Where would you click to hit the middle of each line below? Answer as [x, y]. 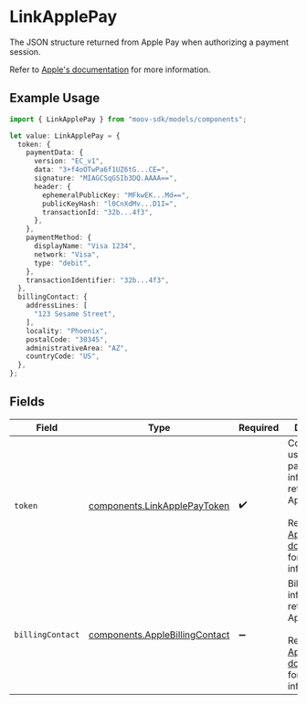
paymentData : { [55, 152]
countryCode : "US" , [63, 357]
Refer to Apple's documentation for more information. [110, 69]
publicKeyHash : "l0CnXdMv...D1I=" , [110, 204]
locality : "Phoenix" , [67, 331]
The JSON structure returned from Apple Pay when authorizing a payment [149, 42]
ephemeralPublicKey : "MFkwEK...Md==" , [116, 195]
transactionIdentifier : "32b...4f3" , [98, 280]
